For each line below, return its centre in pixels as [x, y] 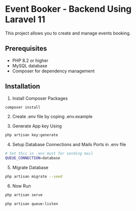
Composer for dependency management [53, 71]
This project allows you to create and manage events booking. [68, 33]
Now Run [21, 186]
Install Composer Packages [40, 98]
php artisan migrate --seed [34, 177]
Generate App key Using [37, 126]
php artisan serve [24, 195]
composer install [23, 107]
